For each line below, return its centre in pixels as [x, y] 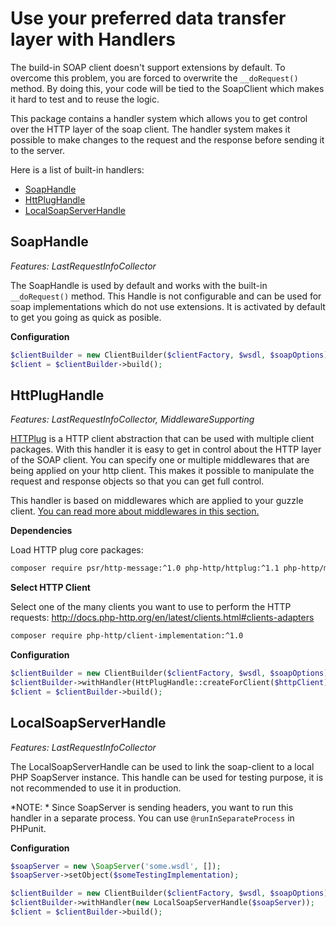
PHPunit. [28, 828]
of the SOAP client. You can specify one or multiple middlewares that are [160, 460]
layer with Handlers [93, 39]
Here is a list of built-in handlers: [77, 169]
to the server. [37, 150]
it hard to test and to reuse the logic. [85, 99]
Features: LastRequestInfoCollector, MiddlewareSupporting [132, 419]
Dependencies [41, 531]
